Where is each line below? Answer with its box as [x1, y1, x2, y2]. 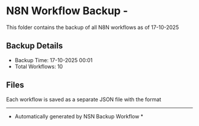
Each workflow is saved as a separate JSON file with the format [6, 96, 162, 103]
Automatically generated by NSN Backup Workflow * [14, 112, 144, 119]
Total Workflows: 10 [14, 63, 63, 70]
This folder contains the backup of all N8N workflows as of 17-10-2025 [6, 24, 179, 31]
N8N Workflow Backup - [6, 4, 129, 18]
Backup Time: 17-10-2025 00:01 [14, 56, 93, 63]
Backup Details [6, 41, 63, 51]
